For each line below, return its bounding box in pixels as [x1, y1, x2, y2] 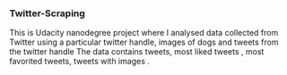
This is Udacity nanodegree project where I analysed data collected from [9, 28, 279, 38]
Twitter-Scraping [9, 7, 85, 20]
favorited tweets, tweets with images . [9, 56, 150, 67]
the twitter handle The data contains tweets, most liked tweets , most [9, 46, 265, 57]
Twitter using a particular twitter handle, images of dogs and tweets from [9, 37, 279, 47]
